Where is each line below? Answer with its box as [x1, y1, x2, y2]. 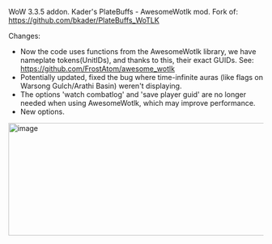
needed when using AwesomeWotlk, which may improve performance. [19, 99, 256, 107]
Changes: [8, 32, 40, 40]
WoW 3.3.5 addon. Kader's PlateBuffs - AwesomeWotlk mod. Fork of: [8, 7, 239, 16]
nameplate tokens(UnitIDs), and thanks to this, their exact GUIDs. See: [19, 56, 254, 65]
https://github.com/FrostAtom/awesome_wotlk [19, 64, 176, 74]
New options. [19, 107, 65, 116]
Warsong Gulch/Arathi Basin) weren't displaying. [19, 81, 182, 90]
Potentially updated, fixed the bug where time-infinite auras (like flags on [19, 73, 264, 82]
